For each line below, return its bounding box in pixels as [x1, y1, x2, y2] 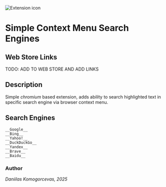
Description [5, 80, 42, 89]
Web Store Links [5, 52, 57, 61]
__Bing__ [5, 131, 23, 136]
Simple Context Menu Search [5, 22, 129, 34]
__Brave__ [5, 148, 26, 154]
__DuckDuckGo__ [5, 140, 37, 145]
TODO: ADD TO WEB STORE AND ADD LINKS [5, 66, 99, 72]
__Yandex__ [5, 144, 28, 149]
